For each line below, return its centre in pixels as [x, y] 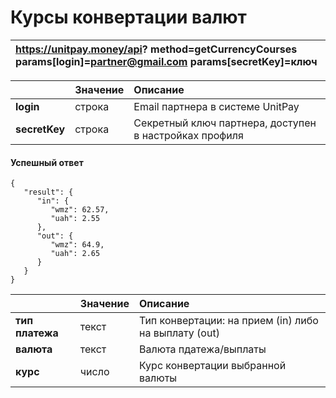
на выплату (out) [179, 333]
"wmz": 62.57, [80, 210]
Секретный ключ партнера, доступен [225, 123]
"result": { [48, 192]
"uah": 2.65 [75, 254]
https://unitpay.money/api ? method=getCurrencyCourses [156, 49]
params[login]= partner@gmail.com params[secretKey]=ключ [166, 61]
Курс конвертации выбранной [212, 366]
